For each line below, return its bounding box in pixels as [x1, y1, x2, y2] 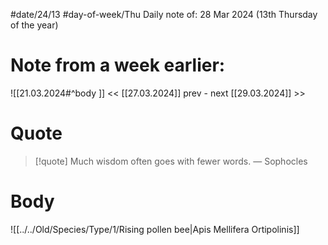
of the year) [10, 19, 59, 31]
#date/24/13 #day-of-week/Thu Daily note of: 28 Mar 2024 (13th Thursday [10, 9, 318, 20]
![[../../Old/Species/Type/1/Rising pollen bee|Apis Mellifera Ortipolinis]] [10, 223, 300, 235]
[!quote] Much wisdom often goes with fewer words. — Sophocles [34, 155, 308, 167]
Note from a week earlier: [10, 54, 226, 77]
